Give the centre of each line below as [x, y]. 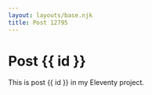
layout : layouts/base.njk [50, 15]
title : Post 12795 [38, 23]
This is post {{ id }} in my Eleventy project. [76, 83]
